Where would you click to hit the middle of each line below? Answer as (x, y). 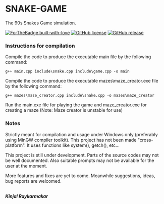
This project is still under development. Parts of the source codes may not (82, 155)
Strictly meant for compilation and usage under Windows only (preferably (81, 134)
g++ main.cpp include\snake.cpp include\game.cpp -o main (67, 71)
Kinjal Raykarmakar (26, 196)
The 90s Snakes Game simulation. (41, 23)
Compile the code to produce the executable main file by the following (78, 57)
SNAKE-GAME (36, 9)
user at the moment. (26, 166)
